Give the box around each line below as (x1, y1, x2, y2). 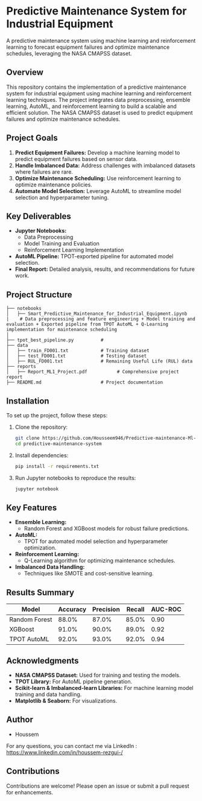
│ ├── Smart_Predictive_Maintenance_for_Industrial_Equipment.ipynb (6, 311, 188, 317)
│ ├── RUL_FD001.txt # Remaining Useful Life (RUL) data (6, 358, 193, 364)
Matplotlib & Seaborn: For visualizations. (14, 697, 118, 704)
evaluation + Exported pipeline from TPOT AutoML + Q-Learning (6, 321, 169, 328)
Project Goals (6, 133, 58, 143)
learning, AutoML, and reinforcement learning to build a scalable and (6, 103, 177, 110)
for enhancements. (6, 788, 53, 796)
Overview (6, 68, 44, 78)
